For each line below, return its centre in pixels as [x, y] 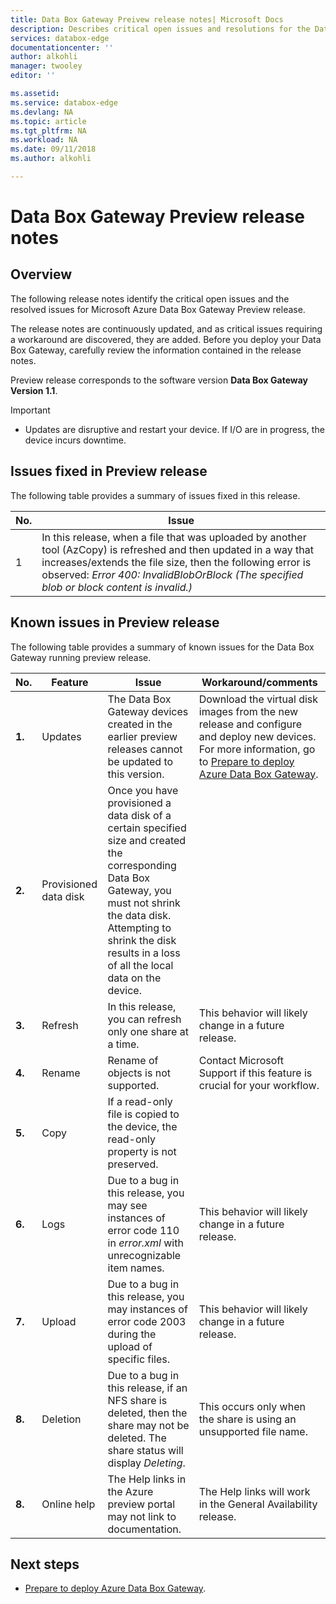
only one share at [148, 1031]
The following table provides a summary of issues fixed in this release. [155, 495]
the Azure [130, 1491]
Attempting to [139, 928]
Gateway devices [148, 711]
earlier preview [142, 736]
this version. [136, 774]
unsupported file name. [253, 1431]
